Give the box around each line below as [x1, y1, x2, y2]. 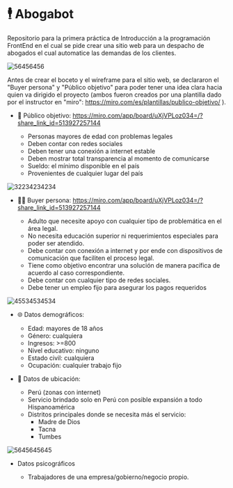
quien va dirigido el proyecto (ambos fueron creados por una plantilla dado [7, 90, 222, 99]
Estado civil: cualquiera [27, 353, 95, 362]
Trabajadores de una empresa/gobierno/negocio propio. [27, 473, 189, 481]
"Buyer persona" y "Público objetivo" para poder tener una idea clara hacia [7, 83, 223, 91]
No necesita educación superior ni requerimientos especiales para [27, 231, 219, 240]
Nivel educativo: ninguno [27, 346, 99, 355]
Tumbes [38, 432, 62, 441]
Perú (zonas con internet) [27, 388, 102, 396]
